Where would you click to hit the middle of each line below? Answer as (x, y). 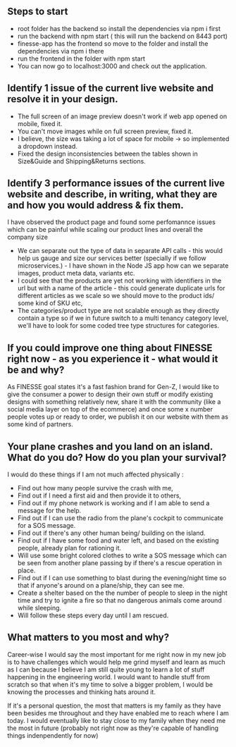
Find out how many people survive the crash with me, (95, 488)
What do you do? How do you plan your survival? (117, 457)
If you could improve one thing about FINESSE (110, 348)
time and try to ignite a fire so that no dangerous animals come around (119, 600)
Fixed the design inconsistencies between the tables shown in (108, 154)
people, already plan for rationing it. (69, 548)
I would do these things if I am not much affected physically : (96, 474)
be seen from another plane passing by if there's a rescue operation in (120, 563)
